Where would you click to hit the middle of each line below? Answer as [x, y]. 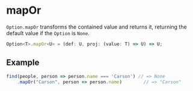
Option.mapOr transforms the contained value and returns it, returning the [97, 27]
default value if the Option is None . [48, 33]
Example [23, 63]
